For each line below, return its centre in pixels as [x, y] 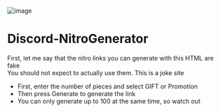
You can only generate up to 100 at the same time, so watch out [109, 101]
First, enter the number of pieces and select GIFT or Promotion [107, 86]
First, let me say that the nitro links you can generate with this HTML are [110, 58]
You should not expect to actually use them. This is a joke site [96, 72]
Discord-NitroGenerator [78, 39]
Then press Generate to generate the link [76, 93]
